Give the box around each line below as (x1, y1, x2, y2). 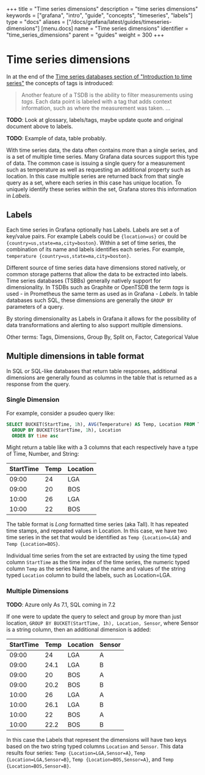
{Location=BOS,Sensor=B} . (6, 762, 71, 769)
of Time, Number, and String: (6, 450, 79, 458)
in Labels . (6, 192, 31, 199)
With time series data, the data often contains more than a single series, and (6, 146, 198, 154)
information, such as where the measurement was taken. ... (21, 104, 171, 112)
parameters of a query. (6, 303, 64, 310)
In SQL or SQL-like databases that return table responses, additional (6, 367, 178, 374)
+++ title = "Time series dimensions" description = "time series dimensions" (6, 6, 198, 12)
